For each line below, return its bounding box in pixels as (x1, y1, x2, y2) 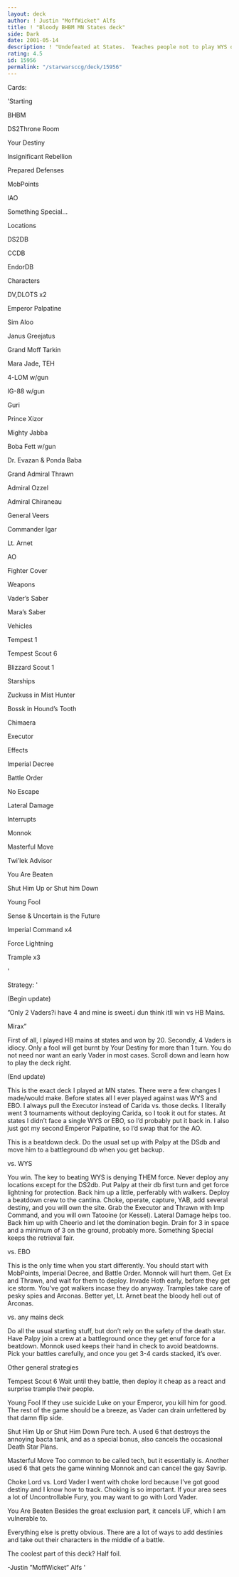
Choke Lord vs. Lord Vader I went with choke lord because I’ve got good (7, 1477, 220, 1486)
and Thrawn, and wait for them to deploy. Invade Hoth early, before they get (7, 1276, 230, 1285)
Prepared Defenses (7, 165, 64, 175)
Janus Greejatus (7, 331, 55, 340)
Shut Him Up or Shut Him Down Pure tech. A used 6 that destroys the (7, 1427, 211, 1436)
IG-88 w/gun (7, 386, 45, 395)
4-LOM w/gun (7, 373, 48, 381)
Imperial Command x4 (7, 925, 73, 934)
